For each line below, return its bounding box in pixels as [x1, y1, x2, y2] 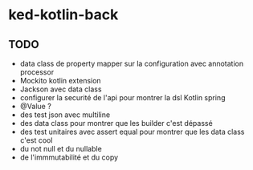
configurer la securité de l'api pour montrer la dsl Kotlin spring [19, 93, 226, 102]
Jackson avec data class [19, 84, 102, 94]
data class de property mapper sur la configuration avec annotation [19, 59, 244, 68]
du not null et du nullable [19, 144, 102, 153]
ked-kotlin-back [8, 6, 119, 24]
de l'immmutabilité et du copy [19, 152, 119, 162]
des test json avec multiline [19, 110, 111, 119]
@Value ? [19, 102, 52, 111]
